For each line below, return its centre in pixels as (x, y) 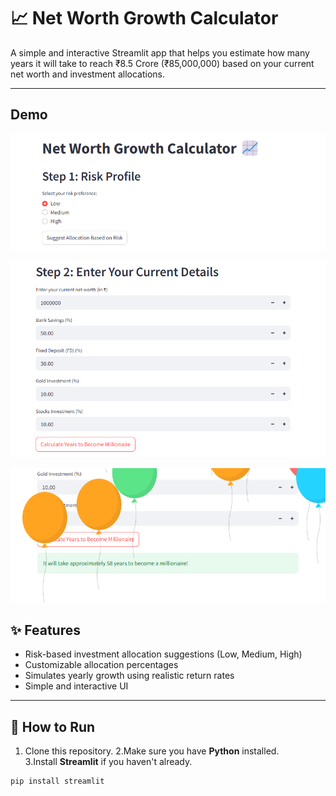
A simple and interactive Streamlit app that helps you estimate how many (160, 52)
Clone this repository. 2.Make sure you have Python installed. (152, 751)
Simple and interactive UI (76, 686)
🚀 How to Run (53, 726)
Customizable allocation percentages (101, 665)
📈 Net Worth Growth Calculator (144, 18)
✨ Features (45, 630)
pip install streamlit (57, 781)
